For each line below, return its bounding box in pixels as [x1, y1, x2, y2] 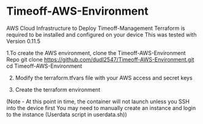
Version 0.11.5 [6, 37, 41, 45]
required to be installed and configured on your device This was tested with [6, 31, 197, 38]
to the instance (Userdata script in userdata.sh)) [6, 111, 127, 118]
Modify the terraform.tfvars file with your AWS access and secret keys [15, 74, 193, 81]
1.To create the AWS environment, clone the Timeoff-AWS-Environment [6, 49, 186, 56]
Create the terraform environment [15, 86, 101, 93]
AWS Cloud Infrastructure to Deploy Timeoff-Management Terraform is [6, 24, 185, 32]
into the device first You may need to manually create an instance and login [6, 104, 196, 111]
